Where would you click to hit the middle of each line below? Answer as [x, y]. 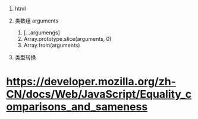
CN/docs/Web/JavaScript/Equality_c [99, 94]
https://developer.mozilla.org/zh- [91, 82]
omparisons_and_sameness [77, 107]
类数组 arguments [37, 21]
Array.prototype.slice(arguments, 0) [67, 39]
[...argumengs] [42, 33]
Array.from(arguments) [52, 45]
